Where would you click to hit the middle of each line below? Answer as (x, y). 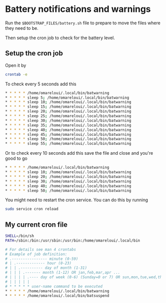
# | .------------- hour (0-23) (38, 263)
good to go (16, 158)
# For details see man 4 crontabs (41, 249)
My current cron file (36, 224)
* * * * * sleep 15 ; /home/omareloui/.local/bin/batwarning (68, 107)
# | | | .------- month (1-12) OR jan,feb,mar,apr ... (63, 273)
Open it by (16, 65)
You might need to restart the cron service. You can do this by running (77, 200)
